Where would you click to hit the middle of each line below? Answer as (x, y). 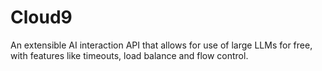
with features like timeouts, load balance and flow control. (129, 55)
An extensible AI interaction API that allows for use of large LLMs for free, (161, 45)
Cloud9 (41, 17)
